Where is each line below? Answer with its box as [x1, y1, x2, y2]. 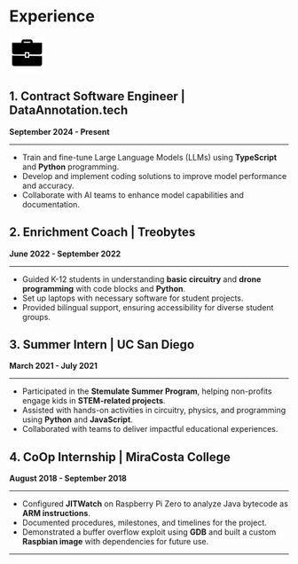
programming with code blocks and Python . [21, 283, 186, 294]
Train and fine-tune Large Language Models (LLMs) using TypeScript [21, 152, 278, 162]
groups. [21, 311, 51, 322]
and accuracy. [21, 180, 74, 191]
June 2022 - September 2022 [9, 248, 122, 259]
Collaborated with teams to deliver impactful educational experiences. [21, 424, 278, 435]
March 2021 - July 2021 [9, 361, 98, 372]
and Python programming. [21, 161, 120, 172]
